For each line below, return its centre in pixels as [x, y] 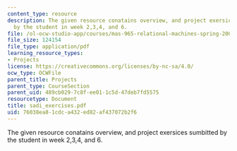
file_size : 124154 [34, 40]
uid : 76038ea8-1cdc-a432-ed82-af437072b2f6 [72, 112]
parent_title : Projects [42, 79]
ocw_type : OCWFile [34, 73]
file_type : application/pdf [49, 47]
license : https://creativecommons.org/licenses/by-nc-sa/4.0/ [101, 66]
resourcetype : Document [42, 99]
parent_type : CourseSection [49, 86]
